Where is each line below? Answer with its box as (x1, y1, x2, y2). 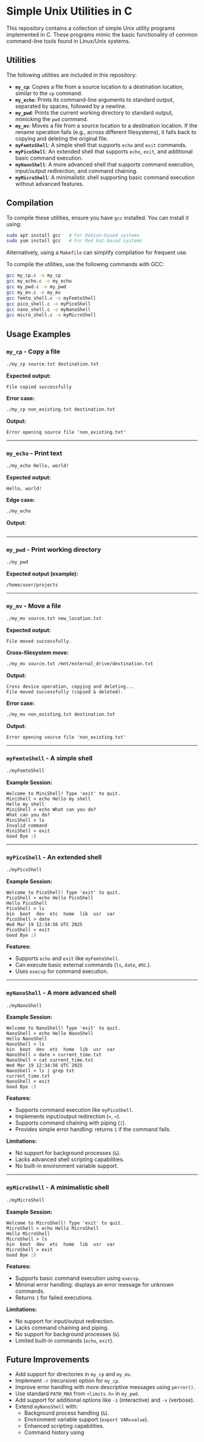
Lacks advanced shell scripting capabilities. (15, 1156, 124, 1163)
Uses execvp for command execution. (15, 967, 109, 975)
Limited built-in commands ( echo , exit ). (15, 1337, 114, 1344)
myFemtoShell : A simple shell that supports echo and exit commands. (15, 141, 187, 149)
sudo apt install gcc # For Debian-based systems (6, 232, 140, 238)
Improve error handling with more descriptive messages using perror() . (15, 1384, 195, 1391)
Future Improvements (6, 1354, 90, 1365)
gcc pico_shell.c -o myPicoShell (6, 300, 91, 307)
